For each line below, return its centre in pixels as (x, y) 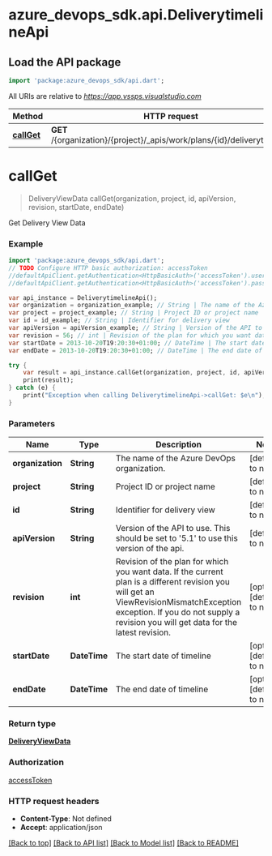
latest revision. (144, 632)
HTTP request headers (54, 801)
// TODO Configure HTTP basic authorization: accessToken (108, 268)
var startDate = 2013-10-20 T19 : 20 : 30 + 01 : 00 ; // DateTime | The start (128, 343)
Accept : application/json (61, 828)
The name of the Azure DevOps (176, 458)
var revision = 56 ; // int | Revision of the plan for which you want (130, 335)
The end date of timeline (162, 689)
